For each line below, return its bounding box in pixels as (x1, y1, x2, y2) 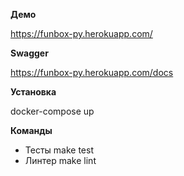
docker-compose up (10, 105, 95, 117)
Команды (10, 125, 53, 136)
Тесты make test (24, 144, 94, 156)
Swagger (10, 47, 49, 59)
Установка (10, 86, 57, 98)
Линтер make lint (24, 155, 97, 166)
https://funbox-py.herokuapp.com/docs (10, 67, 174, 78)
